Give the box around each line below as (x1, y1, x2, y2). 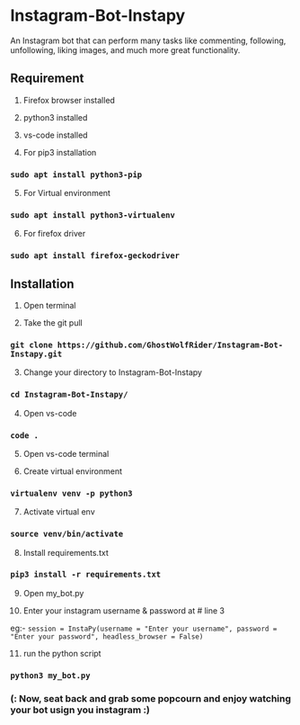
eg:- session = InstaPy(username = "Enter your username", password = (10, 622, 278, 633)
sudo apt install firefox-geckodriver (10, 251, 181, 261)
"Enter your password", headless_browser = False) (10, 631, 204, 641)
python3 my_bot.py (10, 670, 91, 680)
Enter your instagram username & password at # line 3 (22, 604, 225, 616)
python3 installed (22, 112, 88, 122)
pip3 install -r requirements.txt (10, 569, 161, 580)
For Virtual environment (22, 188, 111, 199)
